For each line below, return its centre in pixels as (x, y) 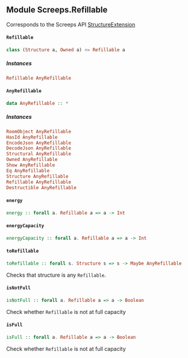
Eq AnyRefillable (28, 171)
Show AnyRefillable (31, 165)
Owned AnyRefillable (32, 160)
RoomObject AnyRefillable (39, 131)
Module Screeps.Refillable (57, 10)
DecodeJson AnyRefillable (39, 148)
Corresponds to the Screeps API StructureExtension (71, 24)
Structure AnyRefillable (37, 176)
